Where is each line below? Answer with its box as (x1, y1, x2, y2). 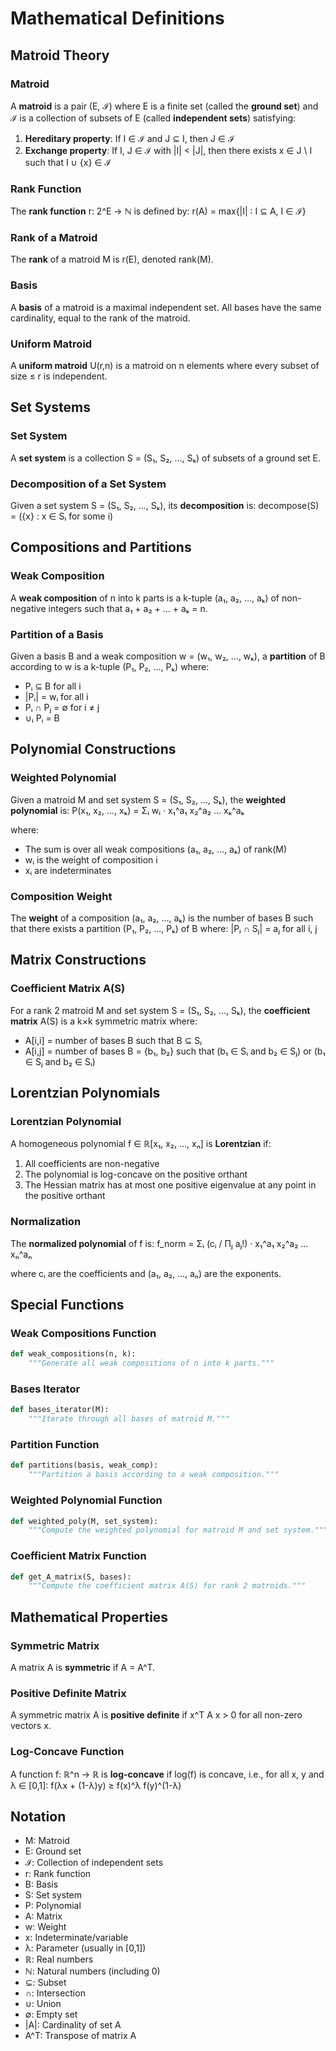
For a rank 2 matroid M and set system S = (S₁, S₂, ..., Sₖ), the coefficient (10, 1004, 311, 1016)
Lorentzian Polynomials (10, 1085, 161, 1102)
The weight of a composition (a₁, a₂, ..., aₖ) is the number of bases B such (10, 912, 314, 924)
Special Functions (10, 1297, 125, 1314)
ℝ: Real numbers (24, 1953, 94, 1966)
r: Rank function (24, 1868, 92, 1880)
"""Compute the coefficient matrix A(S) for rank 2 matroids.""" (28, 1581, 307, 1591)
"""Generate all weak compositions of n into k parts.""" (28, 1358, 275, 1369)
